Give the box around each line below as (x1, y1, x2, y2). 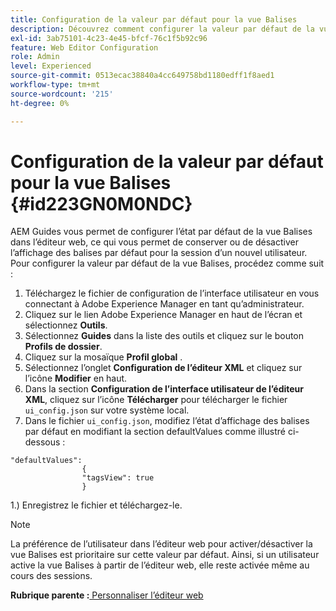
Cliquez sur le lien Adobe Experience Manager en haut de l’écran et (24, 309, 303, 321)
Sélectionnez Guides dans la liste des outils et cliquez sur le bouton (24, 330, 305, 342)
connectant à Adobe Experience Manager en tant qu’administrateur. (24, 298, 305, 310)
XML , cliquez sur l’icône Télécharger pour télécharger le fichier (24, 394, 288, 406)
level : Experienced (10, 61, 92, 71)
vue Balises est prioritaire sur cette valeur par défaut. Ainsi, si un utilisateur (10, 549, 320, 561)
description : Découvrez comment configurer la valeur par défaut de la (10, 24, 315, 34)
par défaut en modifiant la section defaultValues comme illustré (24, 426, 286, 438)
